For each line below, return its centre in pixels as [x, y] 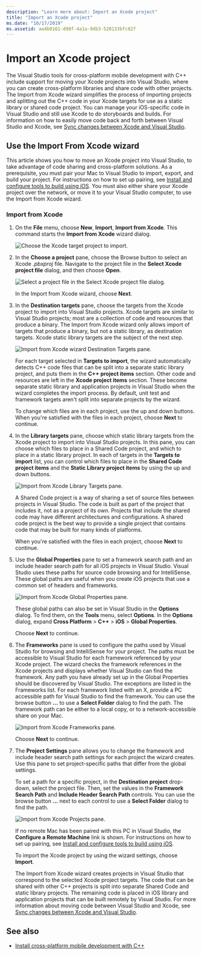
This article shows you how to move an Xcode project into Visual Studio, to [99, 160]
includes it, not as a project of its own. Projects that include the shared [103, 511]
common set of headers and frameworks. [66, 585]
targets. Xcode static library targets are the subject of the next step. [99, 338]
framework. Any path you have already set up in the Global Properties [102, 677]
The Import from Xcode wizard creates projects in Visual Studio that [99, 873]
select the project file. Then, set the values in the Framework [108, 788]
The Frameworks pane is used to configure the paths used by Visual [100, 645]
